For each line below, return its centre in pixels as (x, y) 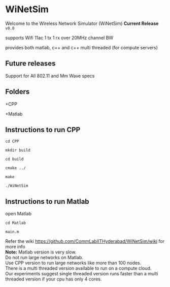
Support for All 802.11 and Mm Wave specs (50, 76)
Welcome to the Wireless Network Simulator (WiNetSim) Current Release (82, 23)
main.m (12, 232)
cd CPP (12, 141)
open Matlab (19, 214)
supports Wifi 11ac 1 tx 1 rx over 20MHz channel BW (59, 38)
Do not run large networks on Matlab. (44, 258)
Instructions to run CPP (43, 130)
